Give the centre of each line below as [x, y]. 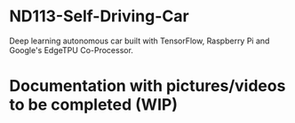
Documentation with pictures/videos [147, 86]
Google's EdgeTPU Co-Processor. [71, 50]
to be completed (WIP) [93, 105]
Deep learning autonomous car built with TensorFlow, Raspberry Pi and [140, 41]
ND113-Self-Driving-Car [99, 16]
